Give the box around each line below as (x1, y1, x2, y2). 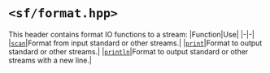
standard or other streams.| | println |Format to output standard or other (8, 46, 249, 56)
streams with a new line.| (8, 55, 92, 65)
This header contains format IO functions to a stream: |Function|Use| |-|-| (8, 29, 255, 39)
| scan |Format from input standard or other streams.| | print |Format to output (8, 38, 263, 48)
